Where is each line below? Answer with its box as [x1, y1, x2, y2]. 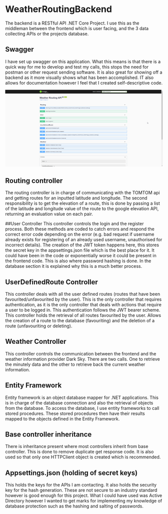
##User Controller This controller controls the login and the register [5, 221, 144, 227]
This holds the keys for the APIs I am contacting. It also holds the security [5, 482, 156, 488]
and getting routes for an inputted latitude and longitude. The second [5, 195, 147, 201]
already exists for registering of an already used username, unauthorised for [5, 237, 162, 243]
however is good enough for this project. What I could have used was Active [5, 492, 162, 498]
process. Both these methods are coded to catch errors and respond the [5, 226, 155, 232]
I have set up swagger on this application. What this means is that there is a [5, 59, 161, 65]
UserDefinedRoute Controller [5, 278, 98, 286]
